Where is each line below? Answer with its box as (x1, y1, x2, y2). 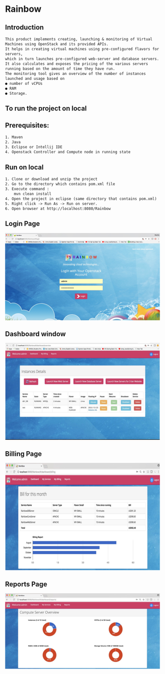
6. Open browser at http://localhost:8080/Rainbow (5, 206, 111, 212)
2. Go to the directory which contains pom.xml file (5, 181, 115, 187)
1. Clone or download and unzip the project (5, 177, 98, 182)
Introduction (5, 23, 44, 32)
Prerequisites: (5, 121, 49, 129)
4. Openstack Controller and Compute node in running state (5, 149, 131, 155)
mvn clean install (14, 191, 52, 197)
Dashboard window (5, 330, 66, 338)
